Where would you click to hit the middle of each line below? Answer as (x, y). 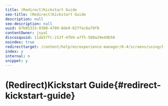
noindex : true (20, 42)
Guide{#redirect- (125, 85)
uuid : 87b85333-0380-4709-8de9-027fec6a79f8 (52, 28)
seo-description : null (29, 24)
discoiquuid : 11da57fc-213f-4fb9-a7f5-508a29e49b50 (60, 38)
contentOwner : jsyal (27, 33)
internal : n (17, 56)
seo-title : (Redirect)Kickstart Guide (45, 14)
